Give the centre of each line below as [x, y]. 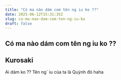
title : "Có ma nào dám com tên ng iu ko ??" [52, 10]
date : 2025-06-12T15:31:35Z [34, 14]
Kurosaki [19, 60]
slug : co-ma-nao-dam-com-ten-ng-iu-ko [45, 19]
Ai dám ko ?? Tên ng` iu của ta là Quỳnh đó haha [55, 72]
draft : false [19, 23]
